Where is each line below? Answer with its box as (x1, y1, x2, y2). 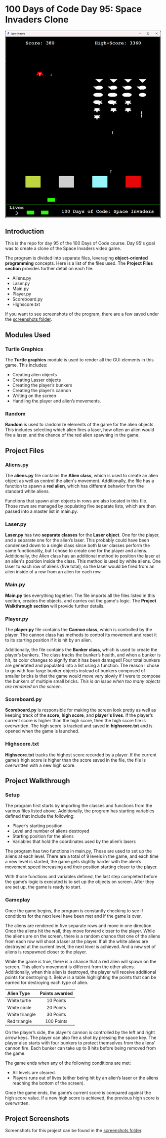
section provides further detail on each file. (5, 266, 94, 272)
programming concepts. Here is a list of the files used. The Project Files (5, 260, 153, 266)
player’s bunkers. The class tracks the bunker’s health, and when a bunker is (5, 652, 161, 658)
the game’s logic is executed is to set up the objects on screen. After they (5, 879, 155, 885)
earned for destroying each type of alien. (5, 979, 89, 986)
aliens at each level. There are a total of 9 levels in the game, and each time (5, 853, 159, 859)
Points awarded (40, 990, 73, 996)
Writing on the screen (12, 393, 57, 399)
